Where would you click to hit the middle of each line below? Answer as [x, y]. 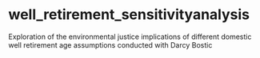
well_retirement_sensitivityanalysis [129, 15]
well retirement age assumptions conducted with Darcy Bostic [110, 44]
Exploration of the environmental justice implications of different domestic [130, 37]
